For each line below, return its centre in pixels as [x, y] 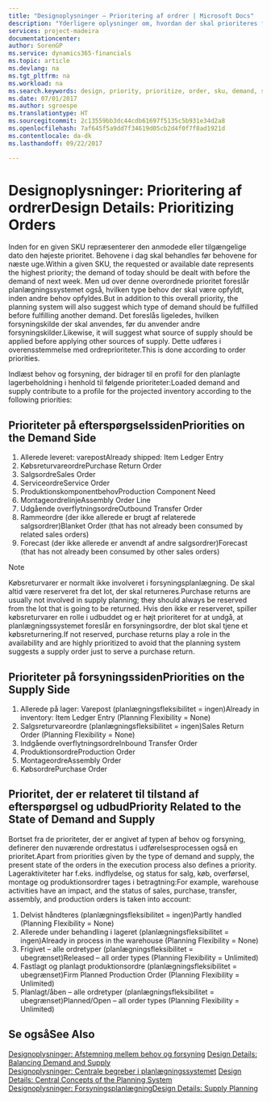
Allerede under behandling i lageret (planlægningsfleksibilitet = [125, 931]
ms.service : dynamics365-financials [70, 53]
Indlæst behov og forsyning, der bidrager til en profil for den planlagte [124, 374]
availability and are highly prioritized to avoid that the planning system [125, 643]
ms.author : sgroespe [43, 106]
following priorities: [40, 400]
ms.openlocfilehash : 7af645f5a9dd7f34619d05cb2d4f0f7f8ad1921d [117, 128]
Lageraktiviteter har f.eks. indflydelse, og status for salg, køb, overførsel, [129, 873]
